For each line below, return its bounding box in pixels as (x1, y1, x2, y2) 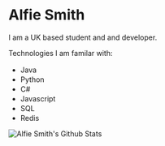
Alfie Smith (8, 6, 85, 24)
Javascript (20, 93, 56, 103)
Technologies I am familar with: (8, 48, 113, 58)
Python (20, 75, 45, 84)
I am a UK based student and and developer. (8, 32, 158, 42)
